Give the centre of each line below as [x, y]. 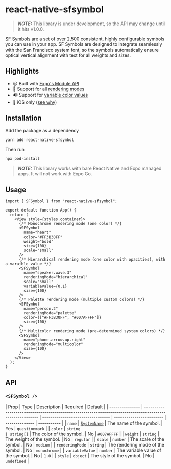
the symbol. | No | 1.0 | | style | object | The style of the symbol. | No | [80, 456]
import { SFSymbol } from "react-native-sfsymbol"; [61, 201]
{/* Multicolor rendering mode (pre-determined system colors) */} [92, 331]
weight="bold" [39, 242]
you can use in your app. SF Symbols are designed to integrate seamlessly [84, 44]
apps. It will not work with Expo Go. [55, 173]
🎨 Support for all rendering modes [48, 89]
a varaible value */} [28, 264]
